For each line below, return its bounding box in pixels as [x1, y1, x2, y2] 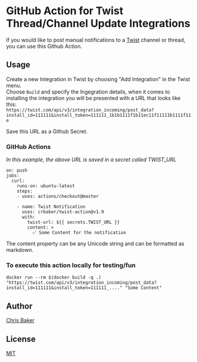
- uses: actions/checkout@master [17, 194, 99, 200]
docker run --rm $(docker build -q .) [6, 274, 101, 281]
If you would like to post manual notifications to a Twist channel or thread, [6, 36, 186, 43]
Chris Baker [6, 317, 35, 324]
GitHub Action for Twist [6, 4, 124, 18]
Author [6, 301, 32, 311]
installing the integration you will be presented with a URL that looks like [6, 94, 181, 101]
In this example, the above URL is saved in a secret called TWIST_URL [6, 156, 177, 164]
